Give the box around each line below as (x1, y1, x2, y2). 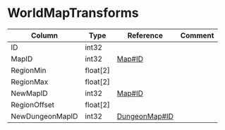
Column (30, 30, 59, 40)
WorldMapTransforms (7, 5, 139, 21)
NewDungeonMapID (11, 111, 78, 121)
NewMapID (11, 88, 48, 98)
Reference (127, 30, 164, 40)
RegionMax (11, 76, 49, 86)
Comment (180, 30, 214, 40)
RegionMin (11, 65, 47, 75)
